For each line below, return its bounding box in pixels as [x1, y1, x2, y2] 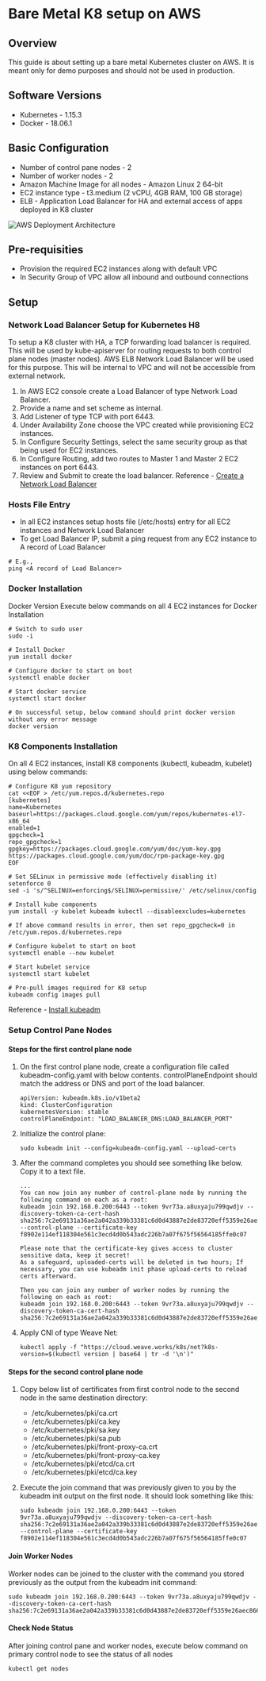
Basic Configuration [8, 141, 109, 155]
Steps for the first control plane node [8, 1044, 132, 1054]
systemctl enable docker [8, 673, 90, 681]
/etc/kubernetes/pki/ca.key [31, 1417, 120, 1426]
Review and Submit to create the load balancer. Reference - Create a [19, 471, 244, 480]
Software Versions [8, 89, 102, 102]
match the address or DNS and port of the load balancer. [19, 1079, 205, 1089]
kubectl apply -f [19, 1344, 78, 1351]
